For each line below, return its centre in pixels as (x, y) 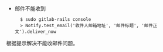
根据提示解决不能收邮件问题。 (42, 43)
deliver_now (42, 32)
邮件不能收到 (30, 8)
